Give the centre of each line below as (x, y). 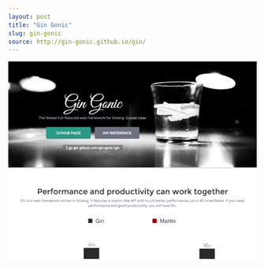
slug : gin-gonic (35, 33)
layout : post (30, 17)
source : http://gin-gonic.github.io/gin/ (77, 42)
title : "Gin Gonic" (40, 25)
